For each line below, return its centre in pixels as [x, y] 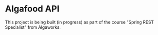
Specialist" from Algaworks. [33, 27]
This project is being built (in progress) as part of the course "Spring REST [79, 22]
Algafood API [32, 9]
